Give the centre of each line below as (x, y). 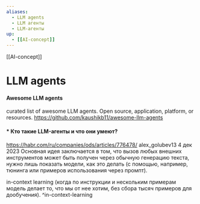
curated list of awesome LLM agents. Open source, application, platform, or (100, 111)
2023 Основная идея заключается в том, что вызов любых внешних (94, 151)
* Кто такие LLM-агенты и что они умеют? (62, 131)
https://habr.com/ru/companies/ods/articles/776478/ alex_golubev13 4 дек (99, 145)
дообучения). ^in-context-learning (49, 194)
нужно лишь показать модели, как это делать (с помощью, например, (97, 164)
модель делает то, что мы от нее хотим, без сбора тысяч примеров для (99, 188)
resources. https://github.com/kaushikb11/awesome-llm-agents (85, 118)
